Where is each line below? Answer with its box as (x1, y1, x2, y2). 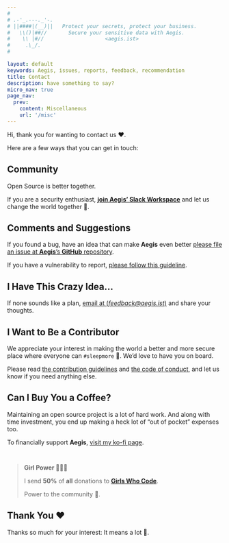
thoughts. (7, 306, 34, 315)
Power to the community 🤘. (23, 490, 100, 498)
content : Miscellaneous (19, 106, 87, 112)
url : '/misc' (19, 112, 57, 119)
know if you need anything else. (7, 372, 97, 381)
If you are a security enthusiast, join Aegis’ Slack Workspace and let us (7, 195, 210, 203)
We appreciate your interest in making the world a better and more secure (7, 344, 215, 352)
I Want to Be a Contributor (7, 326, 120, 338)
